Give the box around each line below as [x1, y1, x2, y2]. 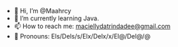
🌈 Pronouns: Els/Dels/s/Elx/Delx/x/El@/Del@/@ [13, 32, 151, 40]
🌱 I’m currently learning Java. [13, 14, 100, 22]
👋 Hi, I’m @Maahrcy [13, 7, 72, 15]
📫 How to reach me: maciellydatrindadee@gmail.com [13, 22, 171, 30]
